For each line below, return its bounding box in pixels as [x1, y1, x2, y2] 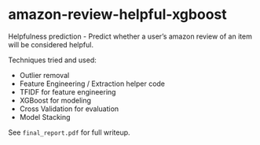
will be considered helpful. [8, 39, 94, 49]
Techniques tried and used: [8, 55, 97, 65]
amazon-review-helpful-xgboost [8, 6, 227, 24]
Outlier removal [19, 70, 70, 80]
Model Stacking [19, 112, 71, 121]
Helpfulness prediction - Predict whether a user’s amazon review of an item [8, 32, 253, 41]
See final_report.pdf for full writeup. [8, 128, 131, 137]
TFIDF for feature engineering [19, 87, 116, 96]
